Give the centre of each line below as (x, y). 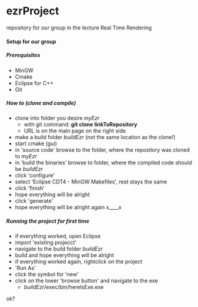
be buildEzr (29, 169)
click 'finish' (30, 188)
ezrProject (33, 11)
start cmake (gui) (36, 144)
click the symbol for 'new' (47, 275)
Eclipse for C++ (34, 83)
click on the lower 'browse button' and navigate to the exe (86, 281)
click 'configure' (35, 176)
